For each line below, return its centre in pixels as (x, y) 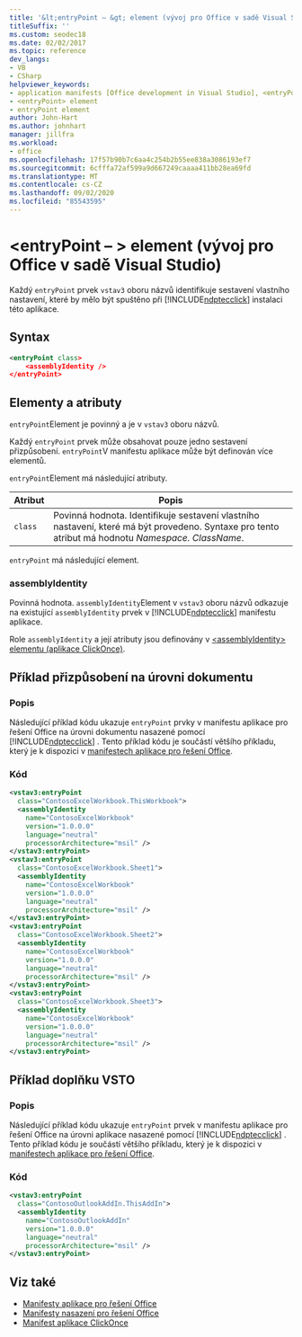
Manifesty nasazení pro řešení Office (90, 1314)
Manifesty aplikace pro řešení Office (89, 1304)
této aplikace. (35, 309)
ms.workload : (34, 143)
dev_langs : (30, 59)
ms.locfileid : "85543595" (58, 202)
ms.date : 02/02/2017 (48, 43)
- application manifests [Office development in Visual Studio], (134, 93)
